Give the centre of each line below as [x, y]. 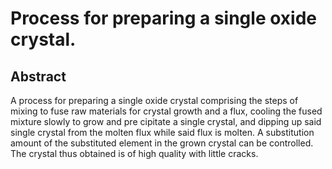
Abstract [38, 76]
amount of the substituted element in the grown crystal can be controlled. [162, 143]
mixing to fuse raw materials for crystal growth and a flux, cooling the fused [166, 111]
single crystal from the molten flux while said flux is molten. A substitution [162, 132]
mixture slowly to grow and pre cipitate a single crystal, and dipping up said [166, 121]
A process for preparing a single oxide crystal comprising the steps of [154, 100]
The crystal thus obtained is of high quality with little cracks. [134, 153]
